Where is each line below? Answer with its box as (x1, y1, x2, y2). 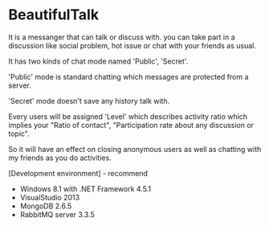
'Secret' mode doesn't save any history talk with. (8, 96, 170, 105)
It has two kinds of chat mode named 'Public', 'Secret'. (8, 56, 189, 66)
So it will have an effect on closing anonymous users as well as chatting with (8, 144, 262, 154)
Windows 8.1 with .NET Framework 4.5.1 (19, 183, 151, 194)
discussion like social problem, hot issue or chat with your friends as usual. (8, 40, 257, 50)
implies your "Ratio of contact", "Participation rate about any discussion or (8, 120, 255, 129)
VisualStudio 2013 (19, 192, 80, 202)
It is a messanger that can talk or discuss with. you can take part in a (8, 32, 235, 42)
